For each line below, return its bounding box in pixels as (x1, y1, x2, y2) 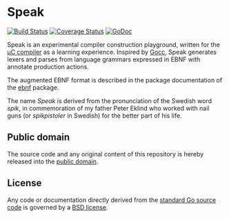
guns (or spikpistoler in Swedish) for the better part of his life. (7, 111, 182, 120)
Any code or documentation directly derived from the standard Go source (7, 195, 217, 204)
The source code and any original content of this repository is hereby (7, 149, 204, 158)
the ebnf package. (7, 83, 59, 91)
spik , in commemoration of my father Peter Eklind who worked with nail (7, 104, 210, 112)
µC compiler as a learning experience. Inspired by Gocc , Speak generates (7, 48, 217, 56)
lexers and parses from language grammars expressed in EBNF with (7, 55, 201, 63)
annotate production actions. (7, 62, 90, 71)
